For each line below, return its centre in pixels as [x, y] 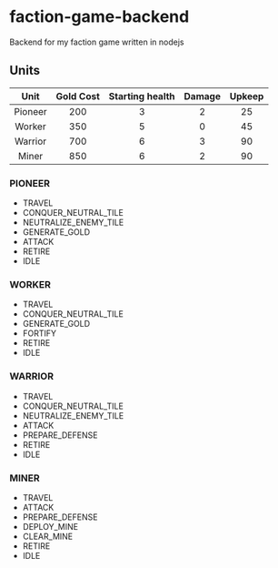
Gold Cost [78, 96]
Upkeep [247, 96]
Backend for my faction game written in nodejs [97, 42]
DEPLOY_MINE [50, 526]
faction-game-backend [99, 17]
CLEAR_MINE [48, 536]
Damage [202, 96]
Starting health [142, 96]
